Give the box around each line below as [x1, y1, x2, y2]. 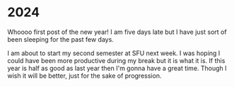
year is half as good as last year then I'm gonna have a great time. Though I [7, 64, 228, 72]
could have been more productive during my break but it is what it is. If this [7, 56, 226, 64]
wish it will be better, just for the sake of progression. [7, 71, 162, 80]
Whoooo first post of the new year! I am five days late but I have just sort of [7, 28, 228, 36]
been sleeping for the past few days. [7, 35, 115, 43]
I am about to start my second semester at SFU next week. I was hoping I [7, 49, 221, 57]
